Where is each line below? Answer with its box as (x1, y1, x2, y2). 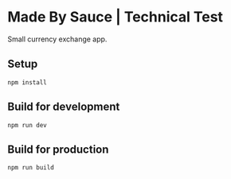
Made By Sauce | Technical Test (7, 8, 224, 26)
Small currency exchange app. (7, 34, 108, 44)
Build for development (7, 100, 120, 114)
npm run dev (7, 121, 47, 129)
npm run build (7, 164, 55, 172)
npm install (7, 78, 47, 87)
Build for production (7, 142, 109, 156)
